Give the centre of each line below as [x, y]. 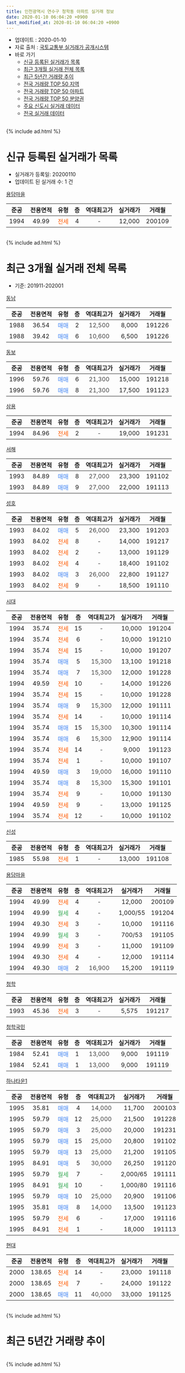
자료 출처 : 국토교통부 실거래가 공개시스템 [62, 47]
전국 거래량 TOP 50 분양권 [53, 99]
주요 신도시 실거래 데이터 [52, 106]
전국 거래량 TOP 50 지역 [51, 84]
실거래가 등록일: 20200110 [45, 175]
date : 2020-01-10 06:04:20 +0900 [47, 17]
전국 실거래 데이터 [44, 113]
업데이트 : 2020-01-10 [40, 40]
